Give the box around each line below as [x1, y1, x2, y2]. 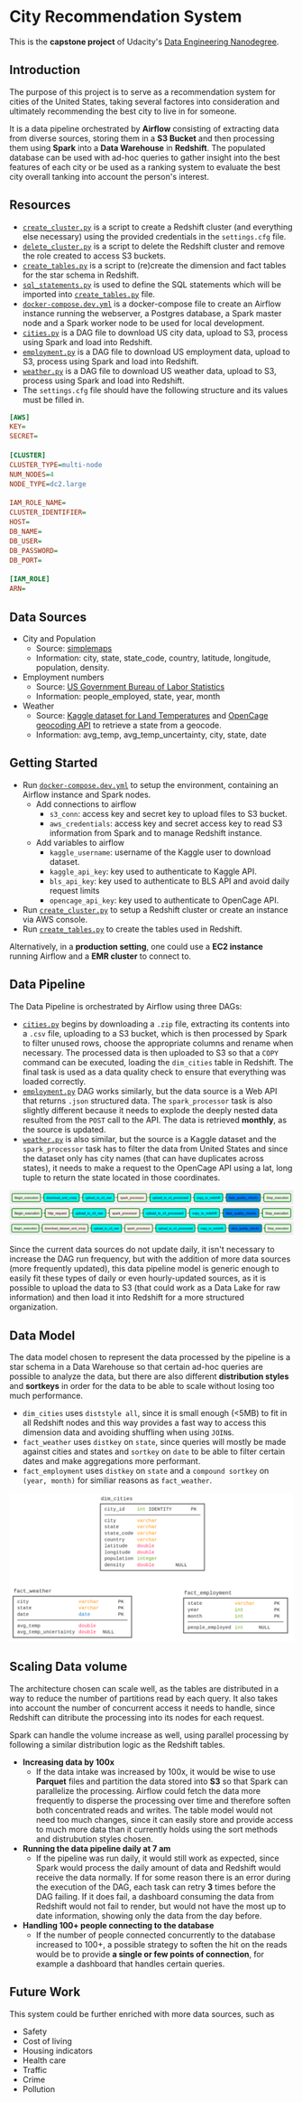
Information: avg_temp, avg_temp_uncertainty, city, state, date [35, 729, 268, 740]
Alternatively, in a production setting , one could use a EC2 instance [9, 941, 263, 952]
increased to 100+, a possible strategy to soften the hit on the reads [35, 1938, 288, 1949]
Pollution [22, 2083, 56, 2094]
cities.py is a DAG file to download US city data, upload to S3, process [22, 327, 288, 338]
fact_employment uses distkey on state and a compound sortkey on [22, 1466, 270, 1477]
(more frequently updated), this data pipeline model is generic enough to [9, 1263, 279, 1274]
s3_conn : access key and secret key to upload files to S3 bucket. [49, 808, 288, 819]
